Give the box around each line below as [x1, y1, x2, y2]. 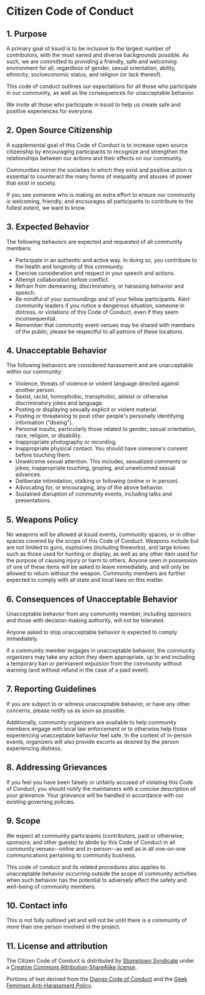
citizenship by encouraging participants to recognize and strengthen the [6, 148, 188, 155]
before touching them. [15, 451, 71, 459]
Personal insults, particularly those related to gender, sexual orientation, [15, 425, 196, 433]
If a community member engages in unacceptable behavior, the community [6, 647, 195, 655]
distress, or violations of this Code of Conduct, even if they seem [15, 308, 179, 315]
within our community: [6, 368, 63, 375]
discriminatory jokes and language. [15, 399, 104, 407]
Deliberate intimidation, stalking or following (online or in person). [15, 477, 180, 485]
